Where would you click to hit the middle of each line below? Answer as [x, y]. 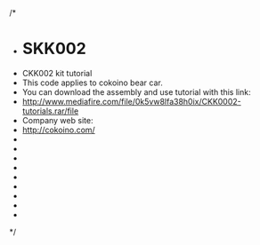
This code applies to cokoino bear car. [92, 83]
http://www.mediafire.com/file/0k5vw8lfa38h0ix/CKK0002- [132, 101]
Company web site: [57, 120]
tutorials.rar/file [50, 111]
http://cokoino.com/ [58, 130]
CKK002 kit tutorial [57, 73]
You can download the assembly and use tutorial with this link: [136, 91]
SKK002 [54, 49]
